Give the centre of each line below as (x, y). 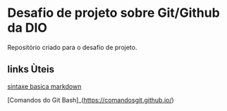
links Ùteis (31, 69)
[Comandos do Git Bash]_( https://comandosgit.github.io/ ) (91, 100)
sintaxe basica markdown (44, 86)
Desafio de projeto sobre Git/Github (114, 13)
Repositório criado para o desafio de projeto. (72, 47)
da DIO (27, 28)
